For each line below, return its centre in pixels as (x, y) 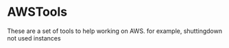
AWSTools (37, 12)
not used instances (34, 38)
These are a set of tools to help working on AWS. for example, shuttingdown (115, 31)
